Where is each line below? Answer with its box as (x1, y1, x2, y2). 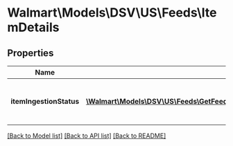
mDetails (7, 19, 60, 35)
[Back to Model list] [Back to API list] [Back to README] (7, 131, 166, 140)
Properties (7, 47, 54, 59)
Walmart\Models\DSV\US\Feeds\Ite (7, 5, 217, 21)
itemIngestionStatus (10, 97, 80, 106)
